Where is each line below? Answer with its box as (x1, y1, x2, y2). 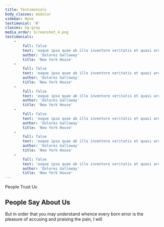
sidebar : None (5, 16, 34, 21)
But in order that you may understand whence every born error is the (5, 211, 144, 217)
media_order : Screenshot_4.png (5, 30, 69, 35)
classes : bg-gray (5, 25, 41, 30)
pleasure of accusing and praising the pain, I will (5, 216, 102, 222)
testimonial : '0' (5, 21, 41, 26)
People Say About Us (5, 198, 71, 206)
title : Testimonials (5, 7, 47, 12)
